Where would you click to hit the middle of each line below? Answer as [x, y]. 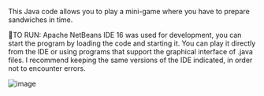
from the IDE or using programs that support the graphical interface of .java [131, 52]
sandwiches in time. [41, 20]
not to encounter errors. [47, 68]
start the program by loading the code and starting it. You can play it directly [132, 43]
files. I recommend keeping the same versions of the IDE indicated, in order [130, 60]
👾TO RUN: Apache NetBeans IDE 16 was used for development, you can [125, 35]
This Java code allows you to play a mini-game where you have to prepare [129, 11]
